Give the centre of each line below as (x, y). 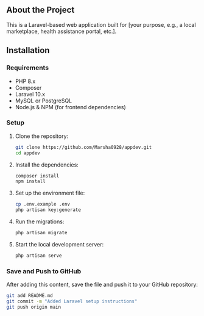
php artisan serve (38, 256)
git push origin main (34, 307)
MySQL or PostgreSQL (44, 101)
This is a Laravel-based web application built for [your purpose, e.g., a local (101, 24)
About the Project (40, 10)
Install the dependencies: (47, 165)
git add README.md (30, 296)
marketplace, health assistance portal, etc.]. (62, 31)
